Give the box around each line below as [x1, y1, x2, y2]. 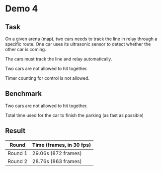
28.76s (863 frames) [32, 158, 82, 165]
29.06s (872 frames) [32, 150, 82, 157]
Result [5, 127, 26, 135]
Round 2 [7, 158, 28, 165]
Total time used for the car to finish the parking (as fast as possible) [5, 112, 144, 118]
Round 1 [7, 150, 28, 157]
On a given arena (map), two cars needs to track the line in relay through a [5, 36, 158, 42]
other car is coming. [5, 47, 46, 52]
